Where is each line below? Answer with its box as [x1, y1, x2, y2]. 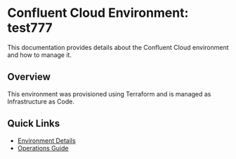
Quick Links [7, 117, 60, 129]
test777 [7, 20, 53, 36]
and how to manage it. [7, 51, 72, 59]
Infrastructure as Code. [7, 97, 75, 106]
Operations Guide [17, 144, 69, 152]
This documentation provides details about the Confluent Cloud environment [7, 43, 230, 51]
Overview [7, 71, 51, 83]
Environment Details [17, 136, 76, 145]
